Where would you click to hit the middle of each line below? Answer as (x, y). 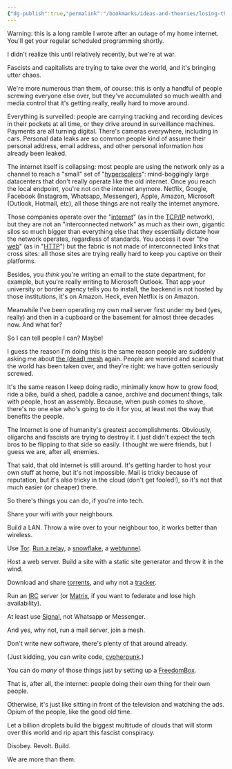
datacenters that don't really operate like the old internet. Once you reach (112, 181)
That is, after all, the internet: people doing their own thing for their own (109, 683)
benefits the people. (36, 416)
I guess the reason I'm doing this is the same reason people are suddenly (111, 351)
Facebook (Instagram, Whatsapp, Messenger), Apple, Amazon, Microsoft (111, 196)
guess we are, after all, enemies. (53, 451)
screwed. (20, 373)
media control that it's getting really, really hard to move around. (98, 103)
